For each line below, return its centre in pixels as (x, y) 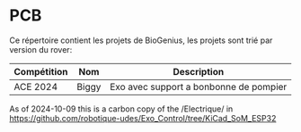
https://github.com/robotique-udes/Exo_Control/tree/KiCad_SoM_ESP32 (143, 118)
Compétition (41, 71)
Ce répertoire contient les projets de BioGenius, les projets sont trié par (141, 40)
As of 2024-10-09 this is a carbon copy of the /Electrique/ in (121, 109)
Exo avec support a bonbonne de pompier (199, 87)
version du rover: (41, 49)
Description (199, 71)
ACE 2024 (36, 87)
